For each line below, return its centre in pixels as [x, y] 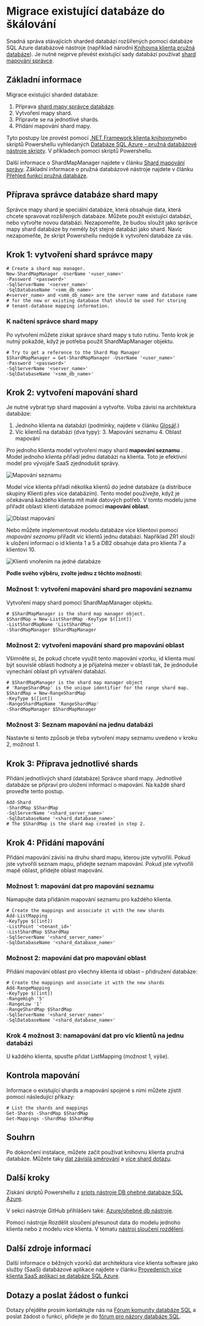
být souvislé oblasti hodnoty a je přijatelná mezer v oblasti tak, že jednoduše [102, 665]
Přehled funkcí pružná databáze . [47, 175]
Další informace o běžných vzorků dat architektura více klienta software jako [102, 1263]
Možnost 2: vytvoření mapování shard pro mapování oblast [95, 645]
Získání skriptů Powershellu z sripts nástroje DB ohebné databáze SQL [95, 1192]
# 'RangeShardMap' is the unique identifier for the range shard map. [98, 688]
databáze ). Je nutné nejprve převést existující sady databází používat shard [101, 54]
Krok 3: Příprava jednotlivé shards [72, 764]
